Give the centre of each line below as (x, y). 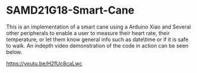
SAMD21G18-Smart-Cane (70, 10)
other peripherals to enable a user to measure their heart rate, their (88, 33)
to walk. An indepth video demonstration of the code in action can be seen (97, 46)
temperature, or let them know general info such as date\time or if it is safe (97, 39)
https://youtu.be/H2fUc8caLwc (44, 64)
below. (14, 52)
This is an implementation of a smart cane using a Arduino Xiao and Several (99, 27)
